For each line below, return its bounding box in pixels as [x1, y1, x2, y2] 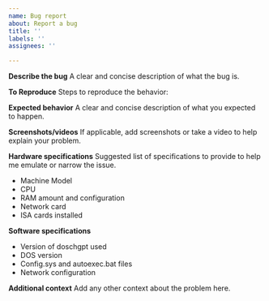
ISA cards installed [19, 210, 83, 220]
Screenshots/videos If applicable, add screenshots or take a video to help [8, 127, 258, 137]
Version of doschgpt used [19, 242, 107, 252]
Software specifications [8, 226, 92, 236]
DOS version [19, 251, 62, 260]
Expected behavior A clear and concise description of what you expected [8, 103, 256, 113]
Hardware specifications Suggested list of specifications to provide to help [8, 152, 261, 161]
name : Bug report [8, 11, 67, 20]
